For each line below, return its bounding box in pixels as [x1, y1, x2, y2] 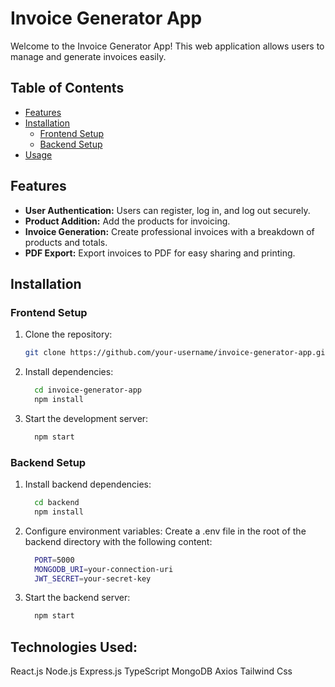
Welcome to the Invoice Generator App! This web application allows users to [10, 40, 325, 52]
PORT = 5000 [34, 555, 75, 565]
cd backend [34, 498, 80, 508]
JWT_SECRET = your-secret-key [34, 573, 152, 584]
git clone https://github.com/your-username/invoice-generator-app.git [24, 348, 330, 358]
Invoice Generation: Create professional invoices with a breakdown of [24, 225, 315, 237]
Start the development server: [24, 412, 149, 424]
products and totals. [24, 236, 108, 248]
